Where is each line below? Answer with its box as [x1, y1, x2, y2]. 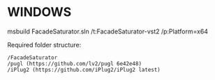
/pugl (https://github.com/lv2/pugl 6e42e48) [7, 60, 142, 67]
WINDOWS [7, 4, 72, 20]
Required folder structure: [7, 40, 82, 49]
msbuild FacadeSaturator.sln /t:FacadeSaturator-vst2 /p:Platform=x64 [7, 27, 208, 35]
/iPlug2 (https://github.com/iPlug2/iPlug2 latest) [7, 66, 161, 73]
